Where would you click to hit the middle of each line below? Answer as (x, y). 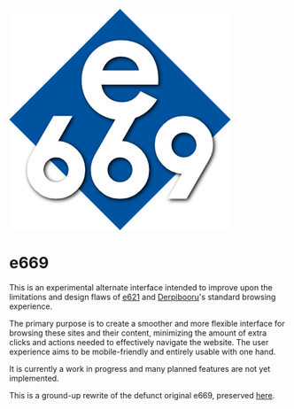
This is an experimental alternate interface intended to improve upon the (141, 287)
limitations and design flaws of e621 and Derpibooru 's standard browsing (143, 297)
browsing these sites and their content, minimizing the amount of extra (138, 333)
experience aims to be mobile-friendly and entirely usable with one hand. (143, 351)
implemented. (34, 378)
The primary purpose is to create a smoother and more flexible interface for (147, 323)
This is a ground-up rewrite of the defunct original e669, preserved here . (142, 395)
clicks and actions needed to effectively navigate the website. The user (139, 342)
